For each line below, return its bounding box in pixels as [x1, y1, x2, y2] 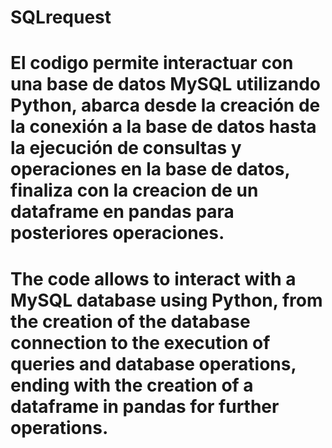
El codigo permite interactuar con [10, 52, 294, 75]
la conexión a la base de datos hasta [10, 116, 317, 138]
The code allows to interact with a [10, 267, 297, 290]
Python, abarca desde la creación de [10, 94, 321, 117]
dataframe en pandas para [10, 201, 235, 223]
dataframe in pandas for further [10, 395, 280, 418]
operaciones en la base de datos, [10, 158, 291, 181]
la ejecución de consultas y [10, 137, 242, 160]
